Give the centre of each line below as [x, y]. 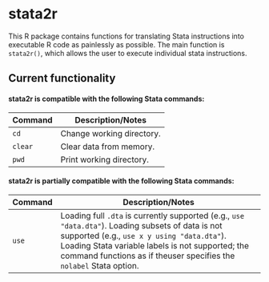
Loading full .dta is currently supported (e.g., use [153, 216]
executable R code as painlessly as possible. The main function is [116, 44]
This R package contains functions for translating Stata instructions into [126, 36]
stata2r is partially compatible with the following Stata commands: [121, 181]
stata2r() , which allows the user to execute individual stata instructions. [128, 53]
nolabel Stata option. [100, 265]
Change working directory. [111, 133]
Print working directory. [105, 159]
